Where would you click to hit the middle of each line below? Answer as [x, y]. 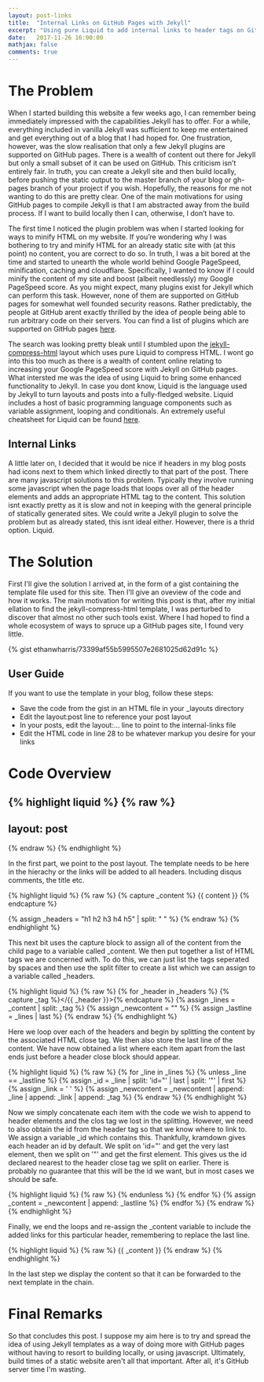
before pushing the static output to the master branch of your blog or [120, 180]
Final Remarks [56, 1314]
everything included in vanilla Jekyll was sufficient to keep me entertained [128, 129]
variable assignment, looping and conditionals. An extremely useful [117, 411]
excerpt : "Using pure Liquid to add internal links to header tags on [126, 30]
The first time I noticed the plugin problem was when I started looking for [126, 228]
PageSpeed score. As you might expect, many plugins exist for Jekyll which [131, 287]
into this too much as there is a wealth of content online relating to [115, 361]
